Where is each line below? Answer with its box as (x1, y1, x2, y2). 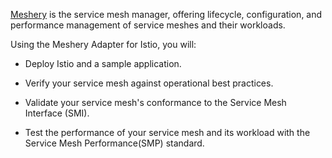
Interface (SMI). (24, 107, 90, 119)
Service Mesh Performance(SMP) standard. (24, 137, 205, 149)
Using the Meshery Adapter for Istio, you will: (10, 39, 197, 50)
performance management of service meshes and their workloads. (10, 19, 286, 31)
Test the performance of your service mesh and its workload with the (24, 127, 311, 138)
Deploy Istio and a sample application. (24, 58, 182, 69)
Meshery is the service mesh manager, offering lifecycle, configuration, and (10, 9, 323, 20)
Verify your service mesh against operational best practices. (24, 77, 274, 89)
